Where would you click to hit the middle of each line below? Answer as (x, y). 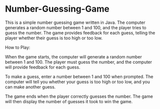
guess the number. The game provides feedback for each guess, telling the (80, 33)
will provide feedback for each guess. (43, 67)
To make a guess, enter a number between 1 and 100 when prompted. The (79, 76)
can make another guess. (30, 87)
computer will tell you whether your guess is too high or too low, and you (78, 82)
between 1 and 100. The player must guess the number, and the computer (79, 62)
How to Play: (18, 47)
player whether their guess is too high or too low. (54, 38)
